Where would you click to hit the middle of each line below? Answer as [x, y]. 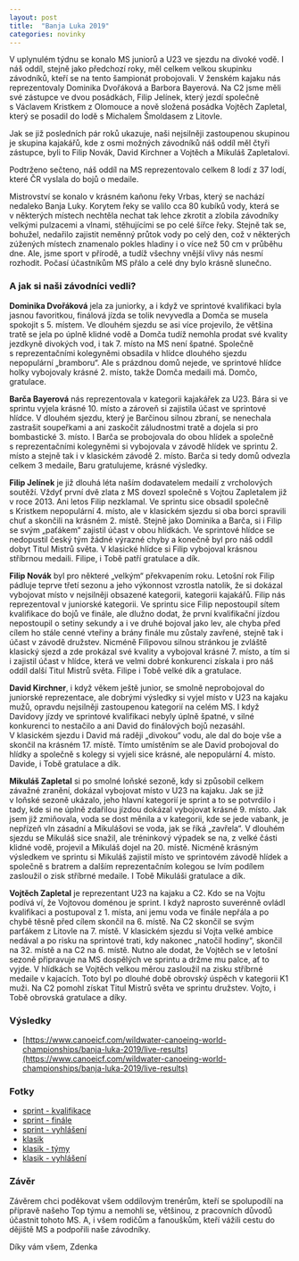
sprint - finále [47, 1120]
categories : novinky [48, 34]
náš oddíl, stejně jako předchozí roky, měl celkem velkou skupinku [131, 69]
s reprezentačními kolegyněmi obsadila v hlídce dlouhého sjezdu [128, 353]
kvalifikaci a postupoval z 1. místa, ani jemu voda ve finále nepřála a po [139, 912]
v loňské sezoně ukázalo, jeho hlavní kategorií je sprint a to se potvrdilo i [142, 800]
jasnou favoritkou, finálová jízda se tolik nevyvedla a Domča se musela [139, 315]
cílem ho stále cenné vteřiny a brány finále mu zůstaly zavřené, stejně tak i [146, 632]
